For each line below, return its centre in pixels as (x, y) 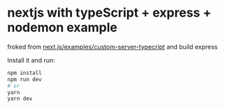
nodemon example (62, 27)
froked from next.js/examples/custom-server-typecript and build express (112, 47)
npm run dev (24, 79)
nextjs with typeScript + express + (109, 13)
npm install (24, 73)
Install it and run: (31, 60)
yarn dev (20, 99)
